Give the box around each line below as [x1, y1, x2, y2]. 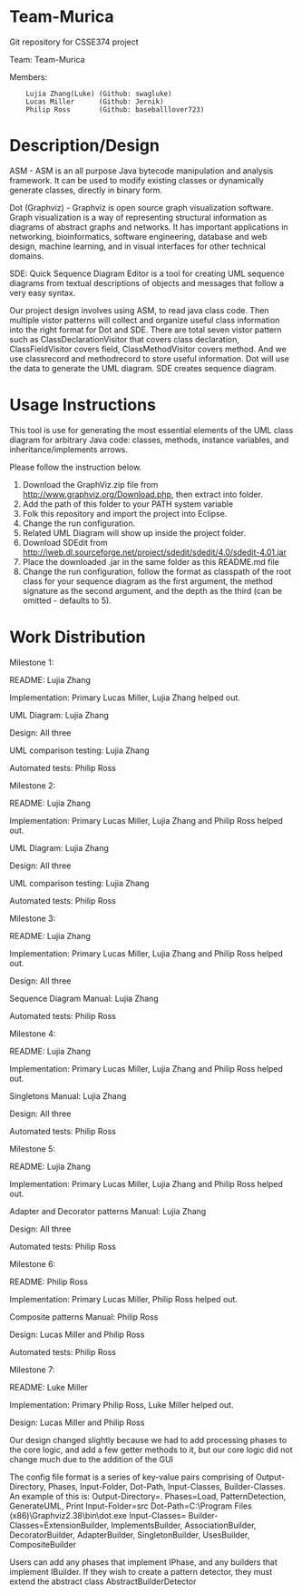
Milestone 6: [9, 1258, 56, 1269]
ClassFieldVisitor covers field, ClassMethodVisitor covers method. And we [9, 343, 287, 354]
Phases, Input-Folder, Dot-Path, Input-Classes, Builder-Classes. [48, 1480, 286, 1491]
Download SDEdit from [22, 537, 108, 548]
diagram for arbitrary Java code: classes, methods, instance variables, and [9, 434, 289, 445]
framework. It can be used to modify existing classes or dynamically [9, 174, 265, 185]
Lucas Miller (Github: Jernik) [25, 97, 165, 106]
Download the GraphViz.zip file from [22, 479, 159, 490]
